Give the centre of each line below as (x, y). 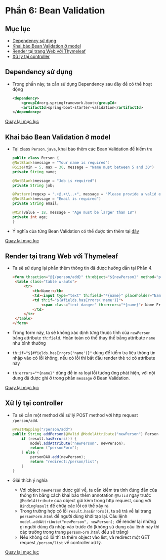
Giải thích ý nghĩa (30, 480)
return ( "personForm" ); (55, 448)
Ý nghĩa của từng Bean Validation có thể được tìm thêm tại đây (76, 231)
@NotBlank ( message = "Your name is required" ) (61, 163)
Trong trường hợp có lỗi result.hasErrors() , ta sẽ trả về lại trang (85, 511)
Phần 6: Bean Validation (55, 11)
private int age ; (30, 217)
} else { (30, 453)
